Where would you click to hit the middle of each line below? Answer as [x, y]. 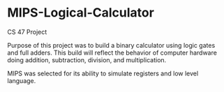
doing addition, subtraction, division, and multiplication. [87, 59]
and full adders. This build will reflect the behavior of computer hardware [112, 53]
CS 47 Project [27, 32]
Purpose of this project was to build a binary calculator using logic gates [111, 45]
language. [22, 80]
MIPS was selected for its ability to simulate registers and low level [103, 73]
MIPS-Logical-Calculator [81, 13]
